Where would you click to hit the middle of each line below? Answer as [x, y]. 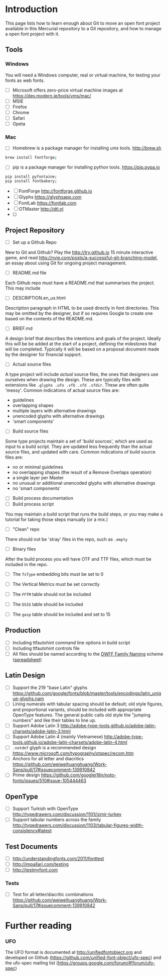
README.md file [29, 273]
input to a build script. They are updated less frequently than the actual [78, 447]
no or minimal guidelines [38, 467]
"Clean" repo [26, 529]
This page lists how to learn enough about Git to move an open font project [83, 23]
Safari [19, 118]
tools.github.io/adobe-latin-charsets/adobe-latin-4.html [70, 742]
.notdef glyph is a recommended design [54, 748]
